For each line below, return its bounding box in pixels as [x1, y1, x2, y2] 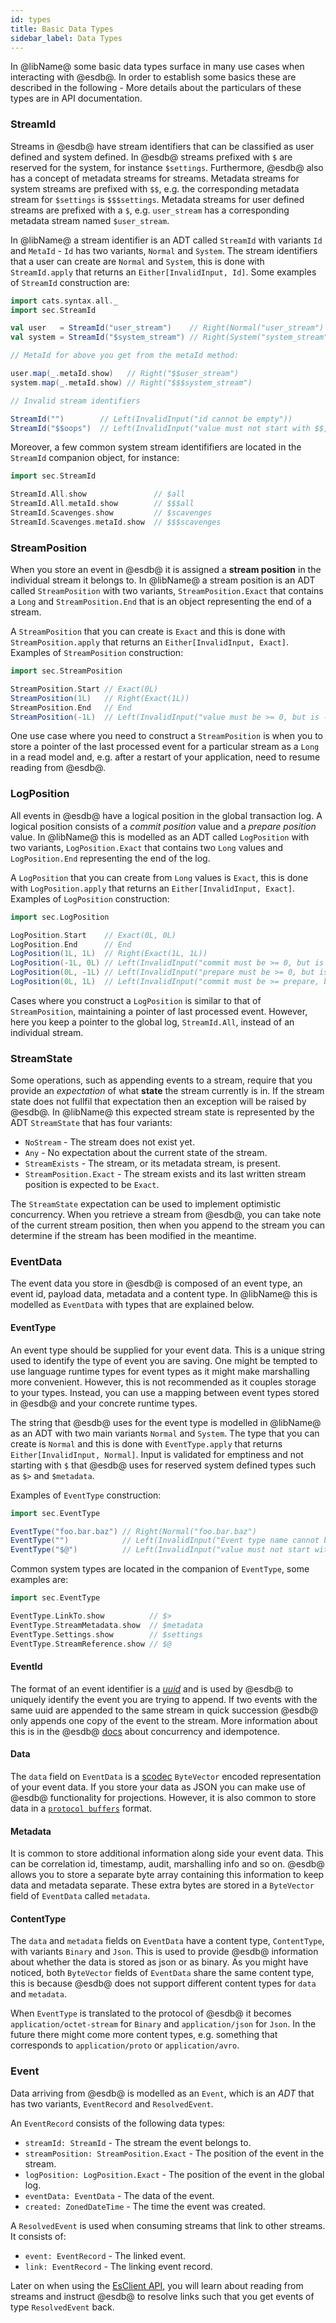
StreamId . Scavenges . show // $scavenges [10, 508, 213, 518]
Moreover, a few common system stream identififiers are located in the [10, 441, 302, 453]
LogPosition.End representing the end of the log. [10, 852, 211, 864]
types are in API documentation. [10, 92, 143, 105]
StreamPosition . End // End [10, 702, 132, 713]
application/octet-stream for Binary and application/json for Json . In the [10, 2018, 317, 2030]
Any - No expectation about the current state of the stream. [24, 1147, 268, 1159]
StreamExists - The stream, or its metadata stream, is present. [24, 1157, 281, 1170]
